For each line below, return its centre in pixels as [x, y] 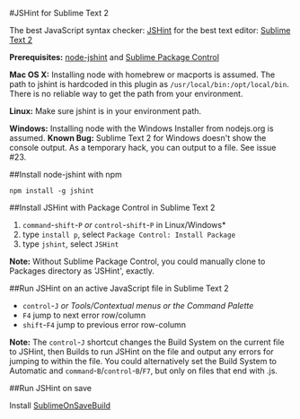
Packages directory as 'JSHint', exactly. [82, 271]
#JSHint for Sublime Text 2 [59, 13]
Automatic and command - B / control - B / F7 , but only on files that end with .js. [144, 371]
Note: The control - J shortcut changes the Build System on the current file [147, 342]
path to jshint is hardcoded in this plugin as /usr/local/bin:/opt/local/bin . [149, 84]
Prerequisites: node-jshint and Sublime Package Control [115, 57]
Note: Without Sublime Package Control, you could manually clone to [137, 261]
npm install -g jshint [52, 191]
